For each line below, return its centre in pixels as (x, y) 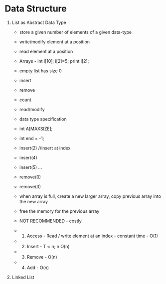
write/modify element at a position (55, 42)
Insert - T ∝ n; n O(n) (48, 246)
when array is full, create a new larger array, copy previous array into (90, 196)
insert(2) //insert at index (45, 148)
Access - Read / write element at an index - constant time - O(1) (92, 236)
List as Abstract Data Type (39, 22)
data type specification (43, 119)
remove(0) (30, 177)
